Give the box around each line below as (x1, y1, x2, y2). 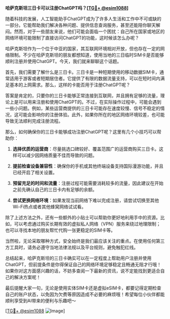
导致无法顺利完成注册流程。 (5, 118, 63, 124)
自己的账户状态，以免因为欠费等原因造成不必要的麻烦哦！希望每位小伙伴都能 (5, 292, 165, 297)
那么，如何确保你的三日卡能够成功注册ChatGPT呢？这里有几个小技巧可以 (5, 129, 157, 135)
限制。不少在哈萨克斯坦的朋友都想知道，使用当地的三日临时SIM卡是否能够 (9, 52, 164, 58)
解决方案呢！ (14, 274, 41, 280)
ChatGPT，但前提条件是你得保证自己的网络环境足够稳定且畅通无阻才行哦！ (5, 262, 162, 267)
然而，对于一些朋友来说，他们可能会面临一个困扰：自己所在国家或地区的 (14, 28, 165, 35)
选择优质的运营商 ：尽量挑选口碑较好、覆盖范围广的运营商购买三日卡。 (12, 146, 159, 152)
